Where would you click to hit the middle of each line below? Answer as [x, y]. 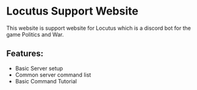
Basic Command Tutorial [46, 81]
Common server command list [53, 75]
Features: [25, 54]
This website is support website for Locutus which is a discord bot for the [99, 28]
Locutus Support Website [72, 11]
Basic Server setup [39, 68]
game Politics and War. [35, 34]
